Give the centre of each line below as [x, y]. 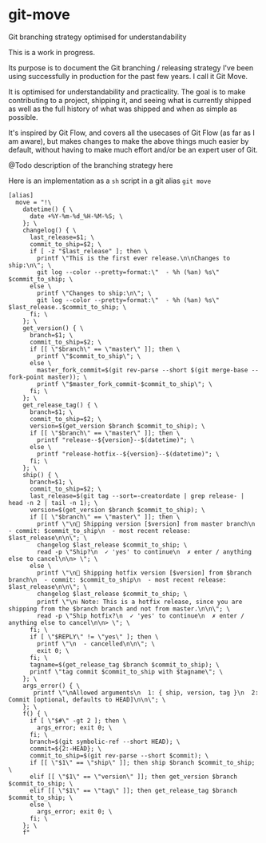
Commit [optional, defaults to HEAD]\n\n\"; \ [87, 700]
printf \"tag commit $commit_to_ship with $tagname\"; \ [126, 672]
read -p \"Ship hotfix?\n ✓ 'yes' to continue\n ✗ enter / [141, 616]
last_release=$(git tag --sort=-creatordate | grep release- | [137, 496]
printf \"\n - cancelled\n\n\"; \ [96, 644]
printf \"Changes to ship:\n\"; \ [94, 293]
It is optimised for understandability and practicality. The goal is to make [127, 91]
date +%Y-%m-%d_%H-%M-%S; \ [76, 216]
